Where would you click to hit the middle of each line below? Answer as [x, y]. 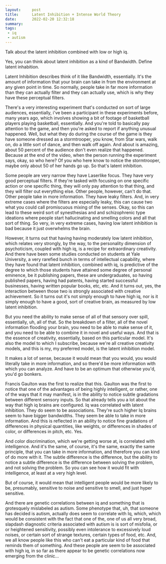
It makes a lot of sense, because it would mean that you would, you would [81, 358]
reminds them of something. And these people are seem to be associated [80, 545]
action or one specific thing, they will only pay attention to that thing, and [80, 186]
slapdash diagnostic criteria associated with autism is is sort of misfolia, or [81, 524]
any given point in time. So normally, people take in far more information [79, 87]
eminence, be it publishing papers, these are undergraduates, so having [79, 275]
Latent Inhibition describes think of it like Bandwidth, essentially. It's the [78, 76]
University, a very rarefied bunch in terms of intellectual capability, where [80, 259]
